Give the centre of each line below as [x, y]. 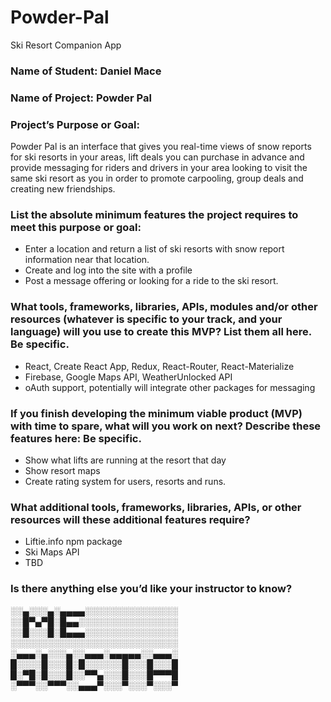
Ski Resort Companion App [66, 45]
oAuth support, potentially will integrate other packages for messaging [170, 387]
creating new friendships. [63, 189]
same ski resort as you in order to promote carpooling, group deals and [157, 178]
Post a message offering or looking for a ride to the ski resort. [151, 281]
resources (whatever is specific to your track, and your [146, 319]
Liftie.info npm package [73, 542]
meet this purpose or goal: [76, 227]
